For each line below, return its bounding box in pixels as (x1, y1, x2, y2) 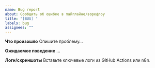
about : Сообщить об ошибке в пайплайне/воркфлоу (5, 12, 105, 17)
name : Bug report (5, 7, 40, 12)
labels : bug (5, 20, 29, 26)
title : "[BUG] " (5, 16, 38, 21)
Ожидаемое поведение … (5, 48, 61, 54)
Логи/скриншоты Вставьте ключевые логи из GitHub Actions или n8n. (5, 57, 151, 63)
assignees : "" (5, 25, 34, 30)
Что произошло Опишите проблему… (5, 38, 83, 44)
